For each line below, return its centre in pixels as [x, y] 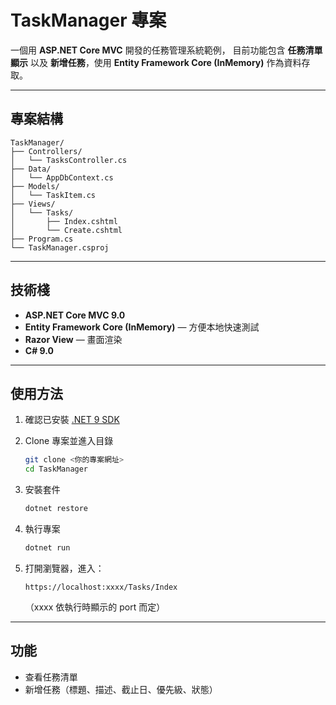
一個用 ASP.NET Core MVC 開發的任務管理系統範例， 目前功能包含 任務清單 [166, 50]
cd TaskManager [56, 469]
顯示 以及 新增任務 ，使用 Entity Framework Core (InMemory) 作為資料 [156, 62]
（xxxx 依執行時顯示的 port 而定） [95, 607]
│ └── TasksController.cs [69, 160]
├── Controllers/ [46, 151]
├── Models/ [35, 186]
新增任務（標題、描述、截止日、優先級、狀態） [121, 689]
